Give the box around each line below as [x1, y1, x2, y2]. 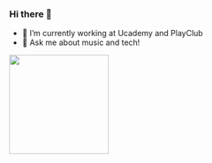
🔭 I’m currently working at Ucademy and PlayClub [21, 28, 203, 39]
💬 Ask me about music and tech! [21, 37, 140, 48]
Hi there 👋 [9, 8, 53, 20]
